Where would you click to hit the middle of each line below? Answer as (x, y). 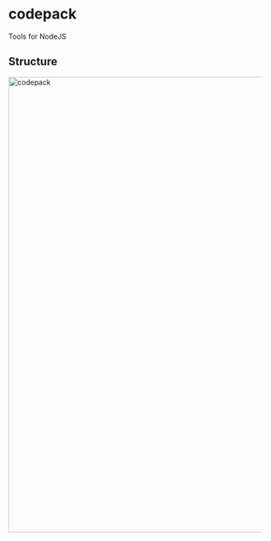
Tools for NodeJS (38, 36)
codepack (42, 14)
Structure (33, 62)
